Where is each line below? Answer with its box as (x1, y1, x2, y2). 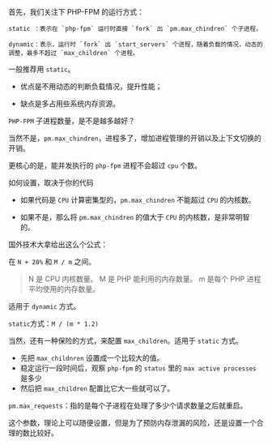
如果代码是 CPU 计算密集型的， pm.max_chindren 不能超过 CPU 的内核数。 (19, 195, 256, 204)
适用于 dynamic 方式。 (8, 302, 81, 310)
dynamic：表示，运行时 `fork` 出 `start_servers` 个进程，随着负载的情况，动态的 (8, 41, 263, 49)
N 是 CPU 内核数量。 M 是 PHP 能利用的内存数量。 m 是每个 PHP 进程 (28, 274, 261, 284)
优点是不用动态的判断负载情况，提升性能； (19, 82, 163, 91)
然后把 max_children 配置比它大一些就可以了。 (19, 383, 175, 393)
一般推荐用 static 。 (8, 64, 75, 74)
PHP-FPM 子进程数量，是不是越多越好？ (8, 116, 136, 126)
